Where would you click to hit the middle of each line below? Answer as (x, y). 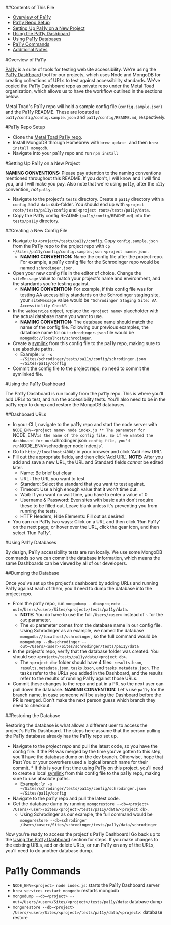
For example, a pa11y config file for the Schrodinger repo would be (90, 262)
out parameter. (36, 620)
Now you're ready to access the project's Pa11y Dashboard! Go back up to (83, 834)
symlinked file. (28, 374)
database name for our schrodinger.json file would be (77, 333)
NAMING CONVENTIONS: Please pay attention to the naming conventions (83, 173)
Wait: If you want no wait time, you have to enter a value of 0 (84, 495)
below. (12, 97)
